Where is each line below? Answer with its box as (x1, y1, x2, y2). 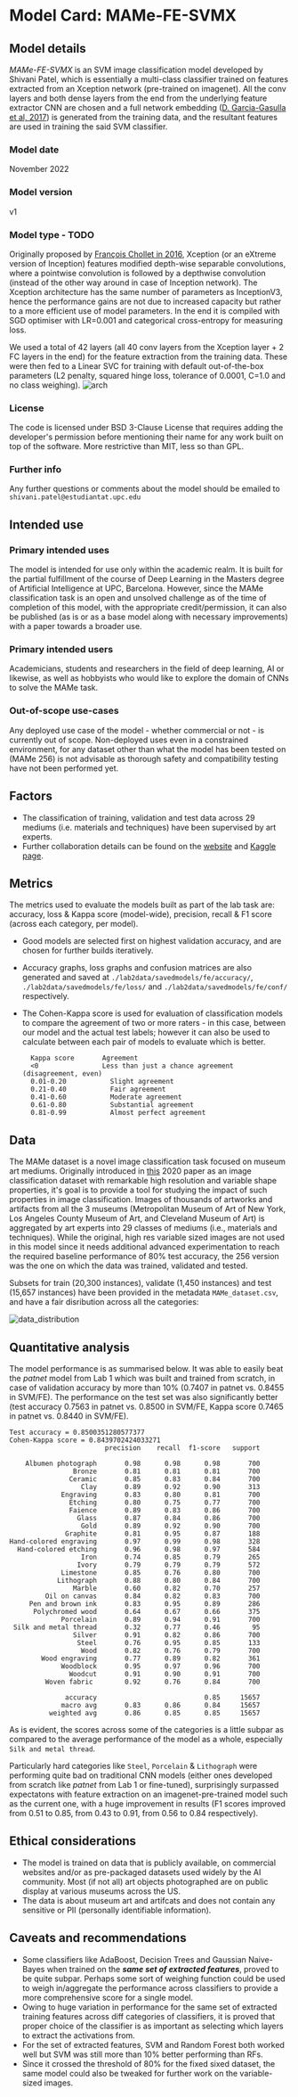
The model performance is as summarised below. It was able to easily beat (9, 1364, 284, 1374)
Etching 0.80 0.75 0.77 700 (68, 1498, 261, 1507)
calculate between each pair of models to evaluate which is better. (21, 1036, 266, 1047)
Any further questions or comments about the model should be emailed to (9, 483, 280, 495)
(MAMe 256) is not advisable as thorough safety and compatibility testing (9, 753, 278, 764)
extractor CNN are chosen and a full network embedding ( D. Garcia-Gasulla (9, 102, 286, 112)
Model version (9, 186, 73, 199)
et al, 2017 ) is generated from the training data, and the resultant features (9, 112, 278, 122)
